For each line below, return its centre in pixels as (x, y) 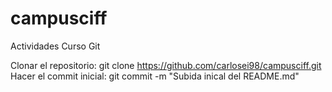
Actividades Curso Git (55, 46)
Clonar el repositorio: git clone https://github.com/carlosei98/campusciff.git (166, 65)
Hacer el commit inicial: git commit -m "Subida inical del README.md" (155, 76)
